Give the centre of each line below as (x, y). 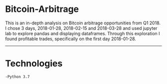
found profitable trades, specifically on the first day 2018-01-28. (71, 39)
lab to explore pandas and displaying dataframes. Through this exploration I (83, 33)
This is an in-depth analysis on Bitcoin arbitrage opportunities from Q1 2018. (83, 23)
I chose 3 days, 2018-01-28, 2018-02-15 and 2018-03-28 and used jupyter (81, 28)
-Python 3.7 (17, 77)
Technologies (34, 64)
